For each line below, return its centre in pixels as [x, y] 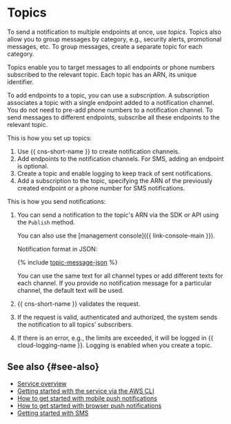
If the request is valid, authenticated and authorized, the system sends [117, 317]
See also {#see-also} [53, 367]
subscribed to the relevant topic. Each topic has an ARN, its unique [102, 75]
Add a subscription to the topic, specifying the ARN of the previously [114, 180]
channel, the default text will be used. [70, 290]
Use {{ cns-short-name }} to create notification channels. [99, 151]
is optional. [33, 166]
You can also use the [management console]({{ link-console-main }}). [116, 235]
